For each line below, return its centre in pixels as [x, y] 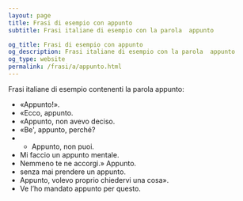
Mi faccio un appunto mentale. [69, 154]
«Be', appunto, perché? [57, 129]
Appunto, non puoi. [63, 146]
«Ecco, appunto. [46, 112]
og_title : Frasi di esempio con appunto [76, 44]
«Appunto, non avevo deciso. [67, 121]
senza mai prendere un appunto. [73, 172]
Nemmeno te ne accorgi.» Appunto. [78, 163]
